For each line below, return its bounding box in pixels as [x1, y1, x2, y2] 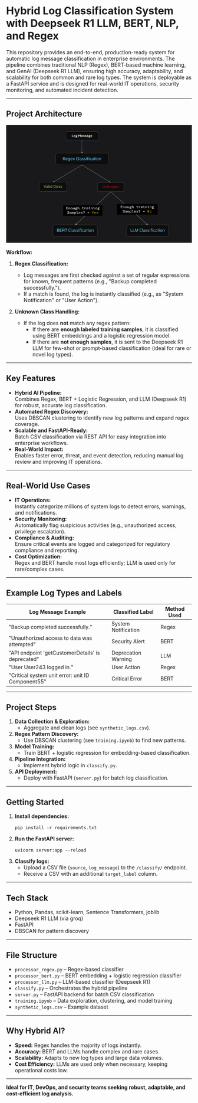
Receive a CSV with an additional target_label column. [23, 870, 158, 878]
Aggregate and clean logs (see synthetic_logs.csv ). [23, 724, 151, 731]
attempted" [8, 641, 37, 648]
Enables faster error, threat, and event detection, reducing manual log [14, 451, 184, 459]
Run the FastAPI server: [14, 835, 75, 842]
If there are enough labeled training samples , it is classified [32, 326, 179, 333]
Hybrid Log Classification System [6, 4, 174, 18]
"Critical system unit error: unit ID [8, 672, 90, 679]
